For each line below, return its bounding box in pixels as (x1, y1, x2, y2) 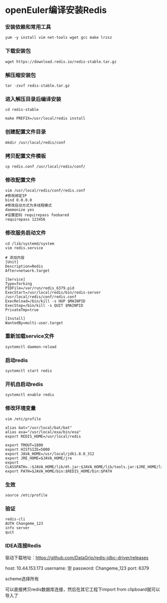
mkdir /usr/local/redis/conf (5, 140, 66, 145)
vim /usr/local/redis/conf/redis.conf (5, 188, 85, 193)
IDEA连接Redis (5, 542, 41, 549)
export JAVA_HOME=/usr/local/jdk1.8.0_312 (5, 451, 94, 456)
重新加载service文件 (5, 333, 55, 340)
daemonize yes (5, 207, 35, 212)
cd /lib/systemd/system (5, 241, 55, 246)
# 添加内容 (5, 255, 25, 260)
